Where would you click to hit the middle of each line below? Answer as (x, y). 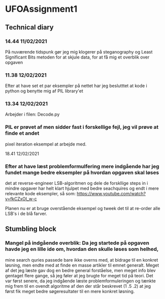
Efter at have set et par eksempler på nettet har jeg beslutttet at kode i (76, 86)
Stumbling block (31, 229)
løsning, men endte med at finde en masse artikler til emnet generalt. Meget (82, 265)
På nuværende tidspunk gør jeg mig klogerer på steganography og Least (79, 52)
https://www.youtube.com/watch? (111, 194)
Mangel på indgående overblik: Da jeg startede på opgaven (77, 243)
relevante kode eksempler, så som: (40, 194)
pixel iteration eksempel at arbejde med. (46, 144)
